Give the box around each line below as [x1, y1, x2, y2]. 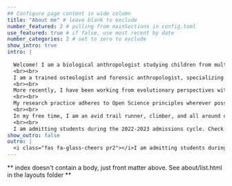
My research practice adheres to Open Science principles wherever [13, 100, 212, 107]
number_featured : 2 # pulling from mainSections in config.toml [7, 23, 196, 30]
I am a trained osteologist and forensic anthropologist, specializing [13, 74, 224, 81]
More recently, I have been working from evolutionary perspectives [13, 87, 215, 94]
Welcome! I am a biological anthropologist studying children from [13, 61, 212, 68]
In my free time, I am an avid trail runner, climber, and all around [13, 112, 221, 119]
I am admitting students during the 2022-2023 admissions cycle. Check [13, 125, 224, 132]
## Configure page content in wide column [7, 10, 131, 17]
